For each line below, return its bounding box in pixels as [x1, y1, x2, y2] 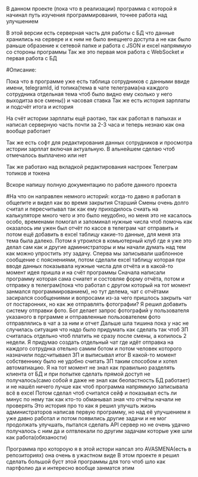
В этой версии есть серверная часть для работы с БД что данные [6, 29, 175, 36]
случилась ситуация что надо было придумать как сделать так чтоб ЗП [6, 326, 188, 333]
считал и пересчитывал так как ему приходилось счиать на [6, 205, 159, 213]
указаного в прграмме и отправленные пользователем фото [6, 313, 161, 320]
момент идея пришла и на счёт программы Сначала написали [6, 269, 165, 276]
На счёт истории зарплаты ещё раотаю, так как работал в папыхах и [6, 115, 181, 122]
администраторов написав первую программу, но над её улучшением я [6, 408, 191, 416]
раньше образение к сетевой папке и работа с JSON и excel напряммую [6, 42, 192, 49]
